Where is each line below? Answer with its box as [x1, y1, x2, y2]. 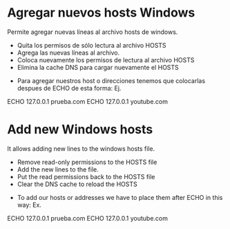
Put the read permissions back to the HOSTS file [17, 172, 155, 181]
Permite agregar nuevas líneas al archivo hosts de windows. [7, 28, 178, 36]
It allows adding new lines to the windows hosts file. [7, 144, 155, 153]
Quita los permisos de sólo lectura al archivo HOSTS [17, 41, 167, 49]
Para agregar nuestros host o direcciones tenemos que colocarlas [17, 76, 206, 84]
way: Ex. [17, 201, 41, 209]
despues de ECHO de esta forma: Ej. [17, 84, 122, 92]
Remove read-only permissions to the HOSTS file [17, 158, 157, 166]
